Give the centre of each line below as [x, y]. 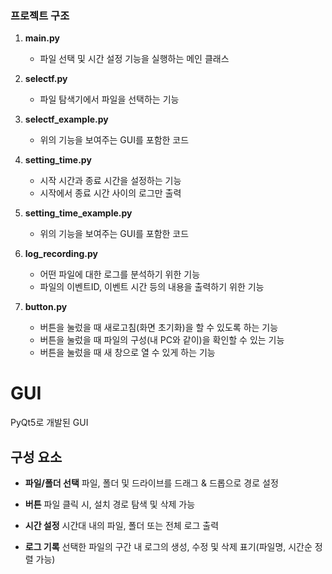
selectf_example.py [66, 119]
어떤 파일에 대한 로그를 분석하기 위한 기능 [120, 274]
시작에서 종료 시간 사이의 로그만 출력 [110, 193]
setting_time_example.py [78, 213]
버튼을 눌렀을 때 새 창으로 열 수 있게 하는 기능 [127, 353]
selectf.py [46, 79]
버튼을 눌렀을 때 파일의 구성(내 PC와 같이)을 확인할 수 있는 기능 [162, 340]
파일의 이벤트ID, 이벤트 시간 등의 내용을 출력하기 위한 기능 [152, 287]
